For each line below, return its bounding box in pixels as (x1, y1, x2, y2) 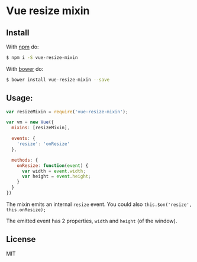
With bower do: (6, 65, 44, 72)
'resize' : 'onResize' (17, 141, 70, 147)
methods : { (11, 157, 38, 163)
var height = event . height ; (21, 173, 92, 179)
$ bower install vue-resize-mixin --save (6, 77, 110, 83)
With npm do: (6, 43, 40, 50)
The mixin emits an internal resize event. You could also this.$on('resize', (6, 201, 192, 208)
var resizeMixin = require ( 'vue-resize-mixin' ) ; (6, 109, 128, 114)
